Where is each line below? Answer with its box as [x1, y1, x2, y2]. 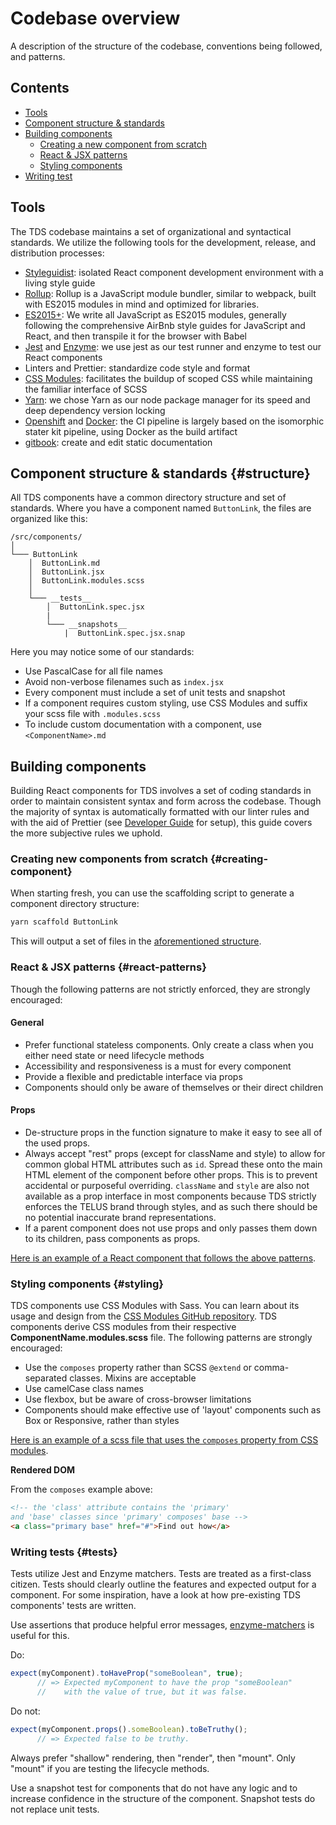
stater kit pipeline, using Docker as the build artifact [24, 425, 238, 437]
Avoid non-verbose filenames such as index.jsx [24, 676, 224, 688]
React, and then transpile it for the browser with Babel [24, 330, 248, 342]
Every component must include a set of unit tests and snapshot [24, 687, 286, 699]
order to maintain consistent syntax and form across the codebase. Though [10, 795, 322, 807]
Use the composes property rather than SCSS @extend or [24, 1362, 252, 1374]
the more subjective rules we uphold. [10, 827, 163, 839]
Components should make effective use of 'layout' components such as [24, 1404, 322, 1416]
